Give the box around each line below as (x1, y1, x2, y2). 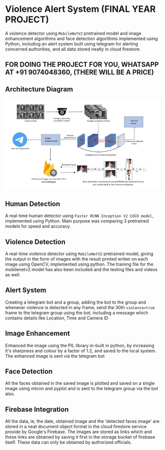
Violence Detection (5, 237, 66, 246)
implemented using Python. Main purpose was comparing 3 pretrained (5, 218, 149, 224)
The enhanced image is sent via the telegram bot (5, 353, 105, 359)
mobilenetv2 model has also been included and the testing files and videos (5, 266, 158, 272)
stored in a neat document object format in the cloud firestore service (5, 424, 147, 430)
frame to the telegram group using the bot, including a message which (5, 310, 148, 315)
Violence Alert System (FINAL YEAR (5, 3, 156, 15)
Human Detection (5, 199, 60, 208)
